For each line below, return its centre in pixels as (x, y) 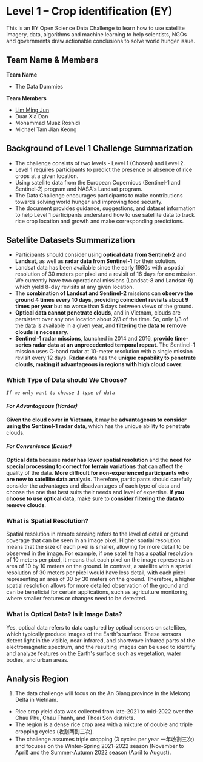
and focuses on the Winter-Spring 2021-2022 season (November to (99, 746)
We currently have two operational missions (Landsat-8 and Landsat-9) (104, 281)
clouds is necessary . (42, 332)
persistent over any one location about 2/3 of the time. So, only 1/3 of (102, 319)
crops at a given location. (47, 176)
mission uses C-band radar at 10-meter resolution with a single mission (104, 352)
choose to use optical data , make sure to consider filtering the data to (95, 498)
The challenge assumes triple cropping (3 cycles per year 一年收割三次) (105, 740)
